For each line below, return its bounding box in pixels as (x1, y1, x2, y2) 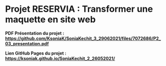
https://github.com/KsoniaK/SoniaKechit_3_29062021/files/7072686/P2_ (5, 35, 161, 41)
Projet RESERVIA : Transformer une (5, 3, 153, 15)
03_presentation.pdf (5, 40, 49, 46)
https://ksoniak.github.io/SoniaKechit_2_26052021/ (5, 55, 115, 61)
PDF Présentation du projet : (5, 30, 64, 36)
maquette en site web (5, 14, 96, 25)
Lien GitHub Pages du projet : (5, 50, 67, 56)
